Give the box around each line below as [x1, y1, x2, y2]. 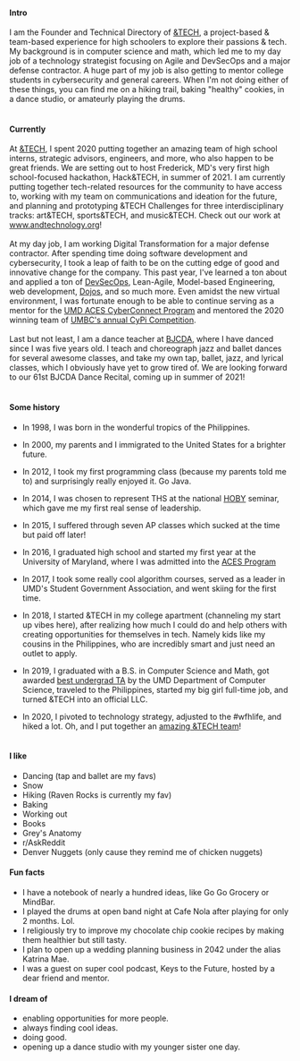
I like [9, 750, 27, 761]
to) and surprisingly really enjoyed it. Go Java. [21, 475, 192, 486]
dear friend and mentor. [21, 972, 110, 984]
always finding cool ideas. [21, 1022, 119, 1033]
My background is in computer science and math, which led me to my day [9, 46, 281, 57]
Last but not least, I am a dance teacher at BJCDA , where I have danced [9, 334, 274, 345]
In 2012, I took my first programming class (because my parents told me [21, 466, 287, 476]
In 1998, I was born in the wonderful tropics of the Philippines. [21, 422, 251, 432]
